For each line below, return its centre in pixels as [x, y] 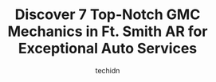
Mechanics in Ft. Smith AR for [108, 31]
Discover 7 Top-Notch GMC [108, 15]
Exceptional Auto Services [108, 49]
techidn [108, 70]
